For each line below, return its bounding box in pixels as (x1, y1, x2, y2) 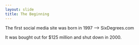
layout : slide (5, 7, 34, 12)
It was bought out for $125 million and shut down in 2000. (5, 34, 122, 40)
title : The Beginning (5, 12, 50, 16)
